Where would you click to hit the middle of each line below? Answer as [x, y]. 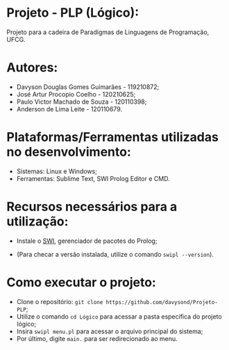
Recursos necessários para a [92, 207]
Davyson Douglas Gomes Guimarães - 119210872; [88, 87]
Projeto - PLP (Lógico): [73, 13]
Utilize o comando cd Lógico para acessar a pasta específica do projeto [119, 316]
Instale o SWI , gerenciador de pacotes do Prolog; [87, 241]
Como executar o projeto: [82, 282]
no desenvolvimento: [69, 152]
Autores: [32, 68]
